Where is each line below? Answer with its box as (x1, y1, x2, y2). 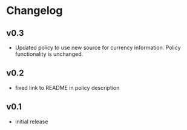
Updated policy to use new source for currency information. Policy (15, 44, 181, 51)
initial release (15, 118, 48, 125)
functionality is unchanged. (15, 50, 84, 58)
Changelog (6, 4, 63, 18)
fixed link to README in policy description (15, 84, 120, 91)
